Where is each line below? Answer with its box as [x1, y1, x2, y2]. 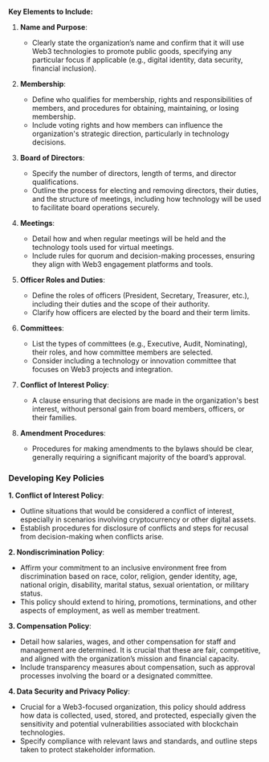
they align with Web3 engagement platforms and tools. [31, 260, 214, 268]
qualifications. [31, 177, 79, 186]
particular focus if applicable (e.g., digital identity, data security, [31, 55, 243, 64]
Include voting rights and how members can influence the [31, 121, 223, 129]
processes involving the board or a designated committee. [19, 671, 214, 681]
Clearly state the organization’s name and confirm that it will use [31, 38, 245, 47]
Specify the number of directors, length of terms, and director [31, 169, 237, 178]
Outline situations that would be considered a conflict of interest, [19, 506, 234, 516]
